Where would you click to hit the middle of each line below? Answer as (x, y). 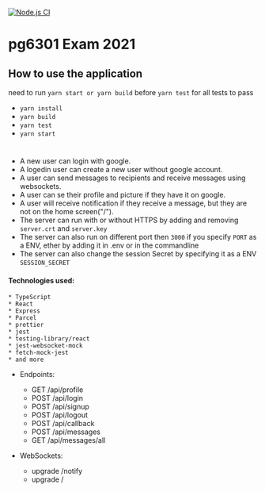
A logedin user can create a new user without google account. (121, 170)
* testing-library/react (49, 339)
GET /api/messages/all (68, 440)
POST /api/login (57, 398)
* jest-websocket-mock (45, 346)
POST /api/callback (63, 424)
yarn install (41, 109)
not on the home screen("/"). (66, 212)
